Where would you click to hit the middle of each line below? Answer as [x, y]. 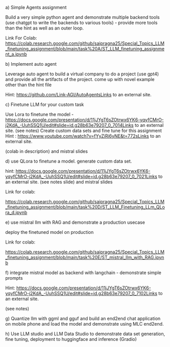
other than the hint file [29, 85]
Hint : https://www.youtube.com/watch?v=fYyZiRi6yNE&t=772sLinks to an [83, 136]
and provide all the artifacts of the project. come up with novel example [80, 79]
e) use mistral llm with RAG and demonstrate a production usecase [75, 222]
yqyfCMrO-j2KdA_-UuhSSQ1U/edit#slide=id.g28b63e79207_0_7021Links [81, 176]
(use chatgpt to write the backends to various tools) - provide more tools [81, 23]
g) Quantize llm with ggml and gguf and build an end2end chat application [83, 318]
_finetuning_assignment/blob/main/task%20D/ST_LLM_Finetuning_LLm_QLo [85, 207]
